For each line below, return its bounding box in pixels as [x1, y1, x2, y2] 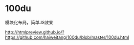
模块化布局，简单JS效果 [5, 19, 53, 25]
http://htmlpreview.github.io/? [5, 29, 65, 35]
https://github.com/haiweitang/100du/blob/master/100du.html [5, 34, 130, 40]
